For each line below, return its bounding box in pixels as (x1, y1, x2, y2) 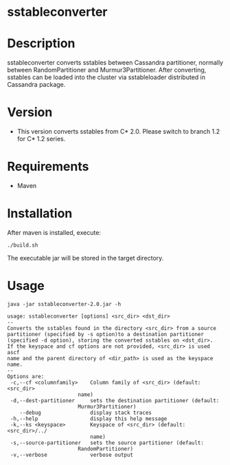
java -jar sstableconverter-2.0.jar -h (7, 300, 122, 307)
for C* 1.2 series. (16, 135, 66, 143)
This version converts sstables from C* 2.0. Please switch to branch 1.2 (16, 127, 220, 136)
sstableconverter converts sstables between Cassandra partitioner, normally (7, 59, 224, 67)
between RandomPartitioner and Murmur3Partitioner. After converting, (7, 66, 207, 74)
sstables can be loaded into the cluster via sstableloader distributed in (7, 73, 206, 81)
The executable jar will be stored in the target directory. (7, 254, 164, 262)
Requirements (7, 159, 89, 174)
